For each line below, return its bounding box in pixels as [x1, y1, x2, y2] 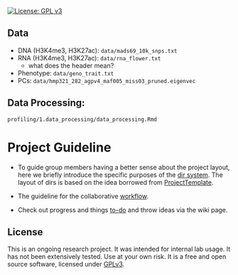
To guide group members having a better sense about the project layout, [17, 163, 230, 171]
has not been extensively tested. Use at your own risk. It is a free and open [7, 252, 227, 261]
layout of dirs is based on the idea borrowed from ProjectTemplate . [17, 178, 214, 186]
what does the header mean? [28, 61, 114, 70]
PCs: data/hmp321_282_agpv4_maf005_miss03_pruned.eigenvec [17, 76, 196, 85]
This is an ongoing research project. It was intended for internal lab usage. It [7, 245, 231, 254]
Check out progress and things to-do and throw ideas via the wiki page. [17, 205, 228, 214]
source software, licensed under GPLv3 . [7, 260, 125, 269]
